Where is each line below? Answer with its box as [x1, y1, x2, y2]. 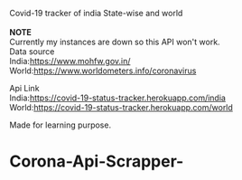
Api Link [9, 83, 40, 93]
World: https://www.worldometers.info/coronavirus [9, 65, 197, 76]
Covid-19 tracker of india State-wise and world [9, 8, 183, 18]
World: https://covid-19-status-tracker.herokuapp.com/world [9, 102, 233, 112]
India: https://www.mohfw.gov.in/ [9, 56, 131, 66]
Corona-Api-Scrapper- [9, 151, 184, 172]
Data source [9, 46, 55, 57]
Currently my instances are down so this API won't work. [9, 36, 220, 47]
